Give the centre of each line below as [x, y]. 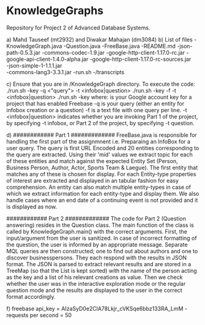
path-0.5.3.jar [24, 52]
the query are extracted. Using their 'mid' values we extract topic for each [99, 155]
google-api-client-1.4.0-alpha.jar [47, 59]
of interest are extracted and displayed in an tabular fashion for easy [93, 180]
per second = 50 [51, 315]
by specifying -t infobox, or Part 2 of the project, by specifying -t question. [100, 123]
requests [17, 315]
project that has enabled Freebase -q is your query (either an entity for [95, 103]
